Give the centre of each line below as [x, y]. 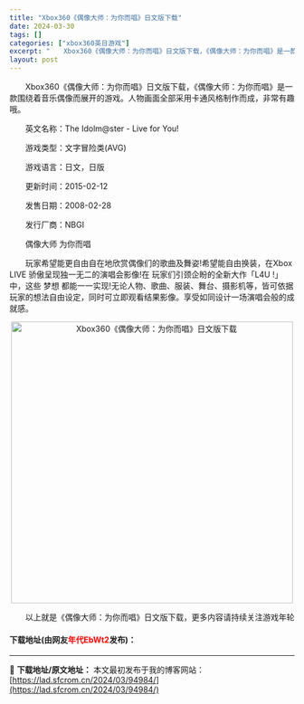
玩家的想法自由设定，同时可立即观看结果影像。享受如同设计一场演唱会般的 [148, 297]
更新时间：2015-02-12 [66, 186]
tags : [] [26, 34]
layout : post [34, 60]
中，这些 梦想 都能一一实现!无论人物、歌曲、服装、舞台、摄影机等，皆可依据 [152, 285]
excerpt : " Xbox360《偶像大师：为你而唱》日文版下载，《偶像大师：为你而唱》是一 [150, 52]
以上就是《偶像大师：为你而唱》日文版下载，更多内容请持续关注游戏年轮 [160, 617]
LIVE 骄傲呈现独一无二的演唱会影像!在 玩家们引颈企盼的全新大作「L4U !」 [146, 274]
